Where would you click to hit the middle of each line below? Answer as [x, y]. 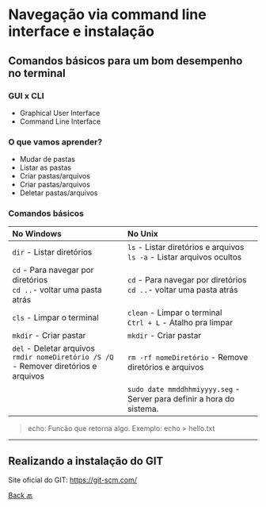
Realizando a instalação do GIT [86, 461]
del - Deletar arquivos [53, 348]
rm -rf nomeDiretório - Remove [188, 357]
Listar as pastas [46, 167]
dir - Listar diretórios [52, 252]
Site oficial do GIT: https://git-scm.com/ [72, 480]
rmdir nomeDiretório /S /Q [63, 357]
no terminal [37, 73]
